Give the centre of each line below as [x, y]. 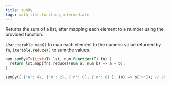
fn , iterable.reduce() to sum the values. [48, 50]
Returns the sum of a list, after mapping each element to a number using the [85, 29]
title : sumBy [19, 10]
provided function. [25, 34]
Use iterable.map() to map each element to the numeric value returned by [83, 44]
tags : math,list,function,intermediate [47, 15]
